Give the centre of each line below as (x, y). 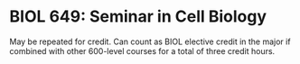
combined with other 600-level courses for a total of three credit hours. (142, 50)
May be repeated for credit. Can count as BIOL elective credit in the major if (150, 41)
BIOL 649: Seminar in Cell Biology (138, 17)
